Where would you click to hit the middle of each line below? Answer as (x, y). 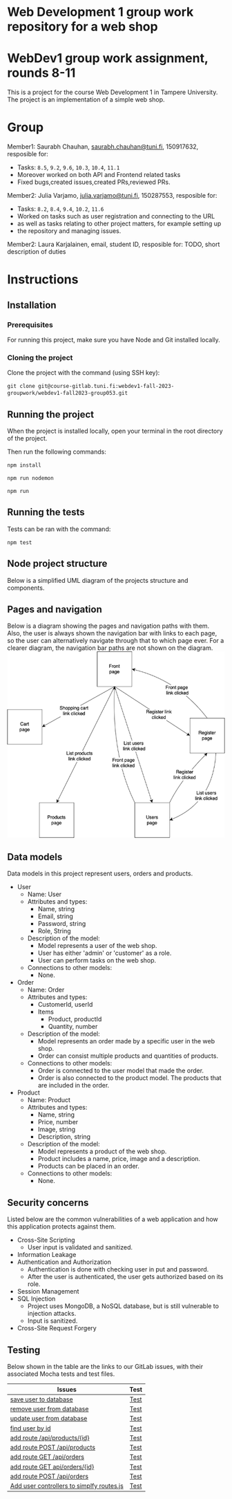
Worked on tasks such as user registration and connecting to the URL (116, 216)
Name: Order (46, 990)
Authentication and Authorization (64, 1262)
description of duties (37, 252)
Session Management (48, 1292)
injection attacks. (52, 1314)
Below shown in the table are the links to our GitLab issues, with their (105, 1367)
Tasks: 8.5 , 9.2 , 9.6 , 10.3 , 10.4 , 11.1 (68, 167)
